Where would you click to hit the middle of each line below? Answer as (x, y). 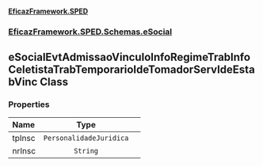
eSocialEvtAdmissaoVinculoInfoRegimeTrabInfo (130, 57)
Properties (29, 104)
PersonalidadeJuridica (86, 138)
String (86, 151)
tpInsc (24, 139)
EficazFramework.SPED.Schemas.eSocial (90, 32)
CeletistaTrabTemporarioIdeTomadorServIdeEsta (131, 69)
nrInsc (24, 151)
